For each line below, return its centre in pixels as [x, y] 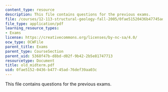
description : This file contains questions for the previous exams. [78, 14]
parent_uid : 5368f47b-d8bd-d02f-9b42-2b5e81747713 [59, 56]
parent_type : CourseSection [34, 51]
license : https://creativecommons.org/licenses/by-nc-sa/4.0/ [71, 38]
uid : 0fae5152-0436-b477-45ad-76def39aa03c [51, 70]
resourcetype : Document [30, 61]
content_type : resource [30, 10]
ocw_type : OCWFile [24, 42]
